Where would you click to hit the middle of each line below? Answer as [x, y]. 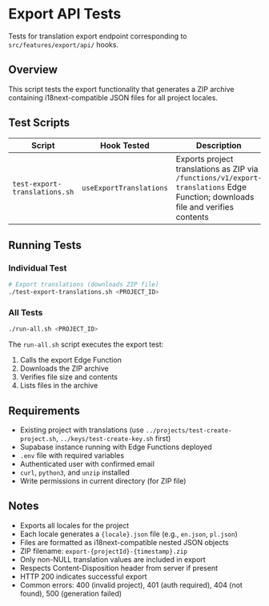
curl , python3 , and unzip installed [74, 472]
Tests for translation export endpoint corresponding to [98, 36]
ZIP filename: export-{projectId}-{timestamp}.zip [104, 551]
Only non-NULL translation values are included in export [112, 559]
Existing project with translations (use [82, 430]
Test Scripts [39, 123]
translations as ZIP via [217, 169]
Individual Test [38, 267]
